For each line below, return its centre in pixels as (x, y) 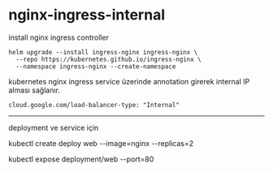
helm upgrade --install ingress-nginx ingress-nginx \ (103, 52)
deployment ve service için (54, 127)
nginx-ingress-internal (87, 15)
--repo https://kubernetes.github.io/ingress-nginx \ (108, 59)
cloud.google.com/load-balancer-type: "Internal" (94, 105)
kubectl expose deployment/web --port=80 (81, 159)
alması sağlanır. (35, 90)
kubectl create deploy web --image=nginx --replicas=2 (101, 143)
